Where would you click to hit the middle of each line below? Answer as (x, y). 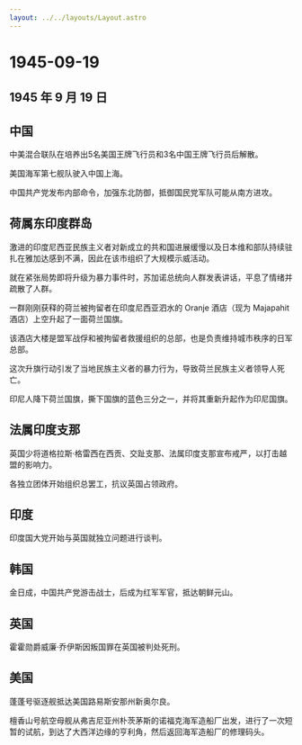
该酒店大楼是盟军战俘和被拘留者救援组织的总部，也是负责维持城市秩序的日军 (151, 337)
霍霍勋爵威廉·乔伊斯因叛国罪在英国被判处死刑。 (98, 647)
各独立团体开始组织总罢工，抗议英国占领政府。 (96, 483)
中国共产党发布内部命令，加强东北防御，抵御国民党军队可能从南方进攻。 (143, 193)
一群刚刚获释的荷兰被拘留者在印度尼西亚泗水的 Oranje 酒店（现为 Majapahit (150, 308)
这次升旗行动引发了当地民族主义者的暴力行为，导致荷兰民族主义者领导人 (143, 368)
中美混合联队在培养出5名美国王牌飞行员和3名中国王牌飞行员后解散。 (136, 155)
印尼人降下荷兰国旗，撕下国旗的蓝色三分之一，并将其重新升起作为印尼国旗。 (151, 399)
